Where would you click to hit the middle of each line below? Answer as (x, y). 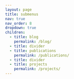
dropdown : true (21, 28)
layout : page (18, 10)
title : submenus (22, 14)
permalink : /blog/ (33, 42)
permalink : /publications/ (42, 55)
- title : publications (33, 51)
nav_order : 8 (18, 23)
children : (15, 32)
